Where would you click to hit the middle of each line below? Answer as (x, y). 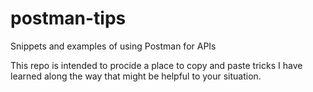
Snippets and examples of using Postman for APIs (113, 46)
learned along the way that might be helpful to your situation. (136, 76)
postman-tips (68, 18)
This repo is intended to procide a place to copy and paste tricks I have (156, 65)
